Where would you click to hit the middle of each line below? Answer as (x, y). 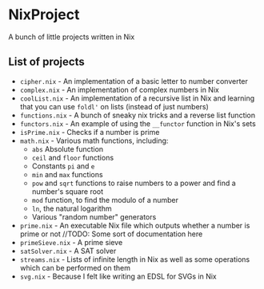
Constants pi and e (63, 166)
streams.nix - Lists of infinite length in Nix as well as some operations (135, 259)
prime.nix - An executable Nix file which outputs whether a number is (135, 225)
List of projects (47, 62)
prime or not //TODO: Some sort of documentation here (111, 234)
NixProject (44, 15)
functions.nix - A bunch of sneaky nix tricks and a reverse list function (138, 115)
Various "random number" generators (94, 216)
